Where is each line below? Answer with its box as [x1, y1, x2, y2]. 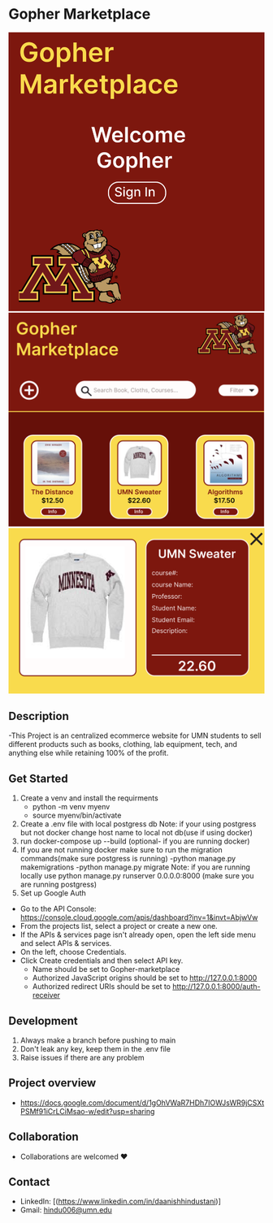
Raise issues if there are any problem [19, 1053, 145, 1063]
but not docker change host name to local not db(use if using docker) [19, 828, 253, 838]
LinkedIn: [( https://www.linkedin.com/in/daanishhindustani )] [19, 1196, 222, 1207]
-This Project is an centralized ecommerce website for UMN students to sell [8, 731, 262, 740]
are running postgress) [19, 879, 97, 890]
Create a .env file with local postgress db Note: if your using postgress [19, 819, 257, 829]
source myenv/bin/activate [32, 810, 122, 821]
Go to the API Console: [19, 904, 97, 914]
